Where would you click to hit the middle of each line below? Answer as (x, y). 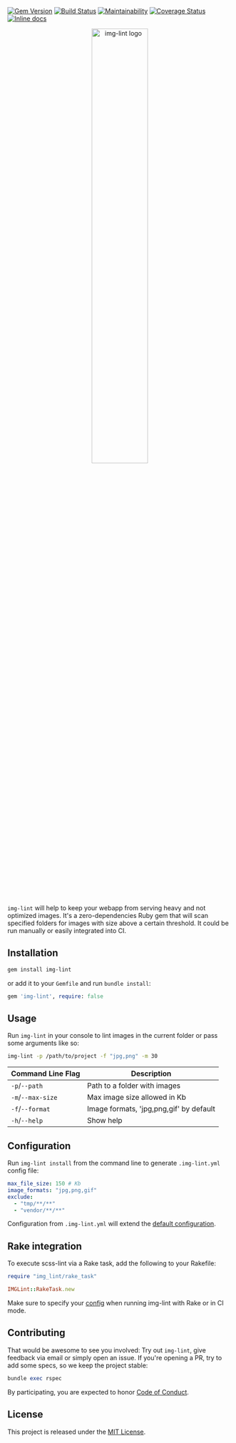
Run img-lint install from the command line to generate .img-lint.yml (114, 1163)
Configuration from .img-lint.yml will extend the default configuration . (112, 1224)
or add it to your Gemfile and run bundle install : (79, 983)
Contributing (36, 1333)
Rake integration (45, 1246)
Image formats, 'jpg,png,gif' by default (151, 1109)
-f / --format (31, 1109)
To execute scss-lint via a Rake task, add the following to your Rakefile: (112, 1263)
